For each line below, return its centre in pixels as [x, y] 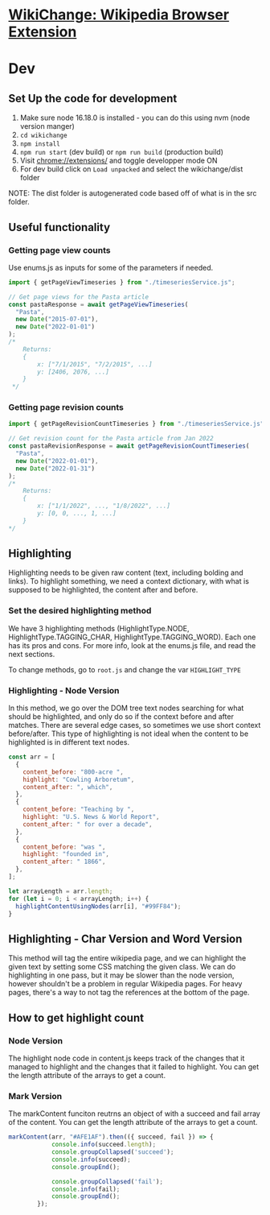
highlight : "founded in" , [66, 854]
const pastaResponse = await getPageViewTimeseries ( [98, 304]
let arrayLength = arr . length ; [61, 891]
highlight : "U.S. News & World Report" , [91, 817]
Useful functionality [59, 227]
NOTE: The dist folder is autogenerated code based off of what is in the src [133, 193]
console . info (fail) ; [86, 1189]
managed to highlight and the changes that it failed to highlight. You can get [134, 1066]
